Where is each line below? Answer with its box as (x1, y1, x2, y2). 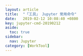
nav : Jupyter (9, 39, 37, 44)
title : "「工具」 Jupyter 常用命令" (5, 12, 77, 17)
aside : (5, 25, 19, 30)
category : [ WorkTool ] (5, 43, 50, 48)
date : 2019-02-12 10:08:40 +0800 (5, 16, 79, 21)
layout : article (5, 7, 39, 12)
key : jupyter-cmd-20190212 (5, 20, 61, 26)
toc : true (9, 30, 30, 35)
